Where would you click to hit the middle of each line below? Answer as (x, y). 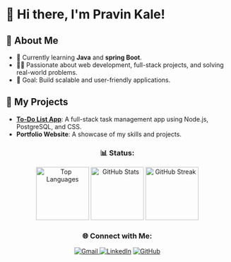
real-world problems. (47, 72)
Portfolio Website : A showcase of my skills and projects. (99, 134)
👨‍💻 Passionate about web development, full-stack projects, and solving (120, 65)
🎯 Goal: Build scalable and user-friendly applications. (93, 80)
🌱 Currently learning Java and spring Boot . (79, 57)
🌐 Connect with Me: (117, 236)
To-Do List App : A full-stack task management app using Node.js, (112, 119)
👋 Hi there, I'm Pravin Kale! (86, 14)
